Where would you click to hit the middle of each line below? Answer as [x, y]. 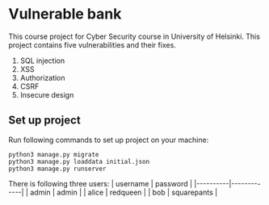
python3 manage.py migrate [54, 154]
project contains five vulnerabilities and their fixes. [92, 44]
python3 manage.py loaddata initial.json [79, 161]
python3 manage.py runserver [57, 169]
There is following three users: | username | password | [100, 183]
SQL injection [42, 61]
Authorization [43, 77]
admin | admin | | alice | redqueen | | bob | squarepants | [124, 192]
